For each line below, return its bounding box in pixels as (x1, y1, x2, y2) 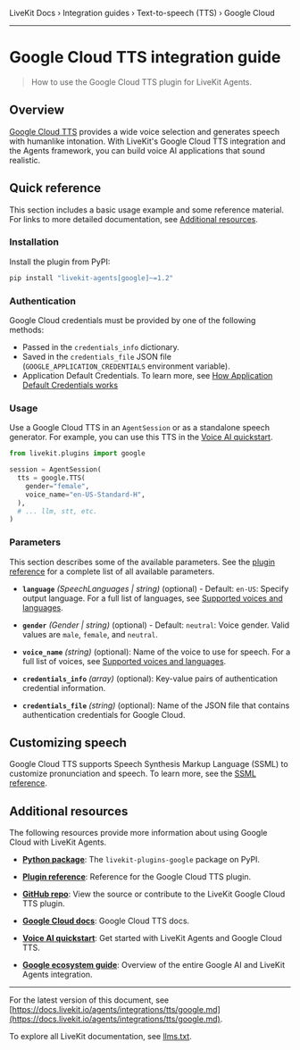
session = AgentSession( (9, 465, 102, 474)
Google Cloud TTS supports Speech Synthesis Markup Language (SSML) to (9, 759, 288, 770)
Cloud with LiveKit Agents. (9, 837, 107, 847)
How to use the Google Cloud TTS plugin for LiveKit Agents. (30, 76, 253, 87)
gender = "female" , (25, 481, 90, 490)
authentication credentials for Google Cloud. (21, 709, 186, 720)
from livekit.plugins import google (9, 449, 146, 458)
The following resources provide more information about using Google (9, 828, 268, 838)
